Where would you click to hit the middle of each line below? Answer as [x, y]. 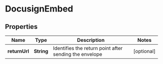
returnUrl [18, 51]
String [41, 51]
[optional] [144, 51]
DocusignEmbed [39, 9]
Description [91, 40]
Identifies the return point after [88, 48]
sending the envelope [78, 54]
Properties [21, 27]
